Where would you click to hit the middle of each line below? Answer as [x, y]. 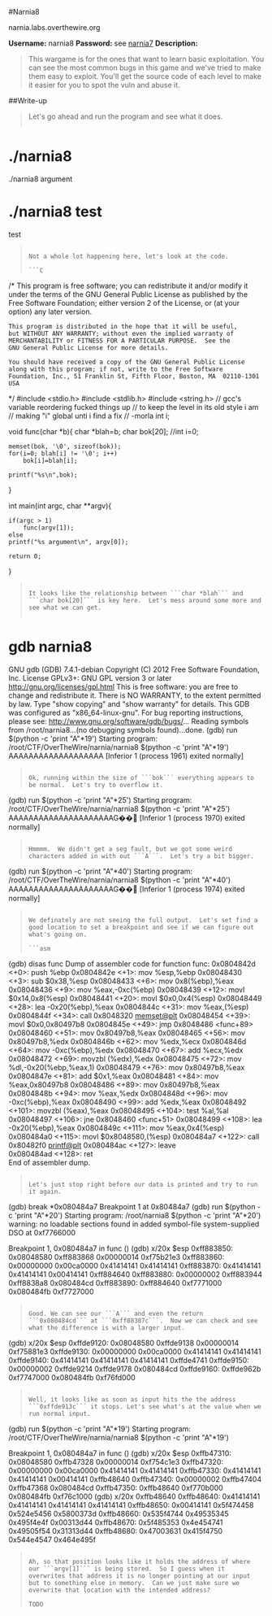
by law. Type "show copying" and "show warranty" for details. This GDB [129, 703]
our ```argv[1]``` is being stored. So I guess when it [127, 1569]
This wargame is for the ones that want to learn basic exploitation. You [146, 59]
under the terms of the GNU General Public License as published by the [128, 294]
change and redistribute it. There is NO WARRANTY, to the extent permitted [135, 695]
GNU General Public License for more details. [89, 348]
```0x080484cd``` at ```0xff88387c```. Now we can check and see [143, 1321]
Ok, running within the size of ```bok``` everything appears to [141, 778]
